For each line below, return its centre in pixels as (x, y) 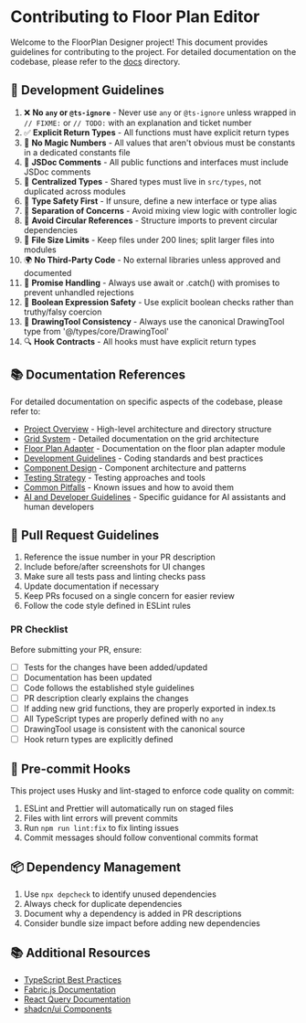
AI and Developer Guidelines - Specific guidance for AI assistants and (155, 496)
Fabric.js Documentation (70, 989)
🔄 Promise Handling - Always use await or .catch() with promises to (152, 282)
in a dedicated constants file (77, 152)
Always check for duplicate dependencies (103, 903)
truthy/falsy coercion (63, 312)
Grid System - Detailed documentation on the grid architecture (141, 438)
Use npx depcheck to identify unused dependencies (120, 894)
